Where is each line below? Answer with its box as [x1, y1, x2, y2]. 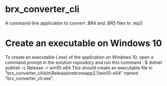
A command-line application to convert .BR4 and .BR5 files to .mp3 [5, 20, 143, 26]
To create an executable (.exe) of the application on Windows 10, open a [5, 54, 154, 60]
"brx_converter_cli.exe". [5, 75, 54, 81]
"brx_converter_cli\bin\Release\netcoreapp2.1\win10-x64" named [5, 70, 139, 76]
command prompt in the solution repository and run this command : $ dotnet [5, 59, 163, 65]
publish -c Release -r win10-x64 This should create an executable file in [5, 64, 153, 70]
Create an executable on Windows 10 [5, 37, 162, 49]
